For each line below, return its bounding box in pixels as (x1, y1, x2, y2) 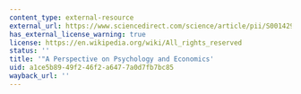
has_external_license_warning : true (9, 30, 146, 38)
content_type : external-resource (9, 13, 134, 22)
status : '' (9, 47, 50, 56)
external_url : (9, 21, 63, 30)
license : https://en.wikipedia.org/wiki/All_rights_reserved (9, 38, 243, 47)
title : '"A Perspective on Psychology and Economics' (9, 55, 215, 64)
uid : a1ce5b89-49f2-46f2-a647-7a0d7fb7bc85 (9, 64, 175, 73)
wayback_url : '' (9, 72, 70, 81)
